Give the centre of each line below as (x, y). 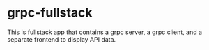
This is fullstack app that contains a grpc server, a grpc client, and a (105, 32)
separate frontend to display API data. (62, 39)
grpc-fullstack (50, 13)
